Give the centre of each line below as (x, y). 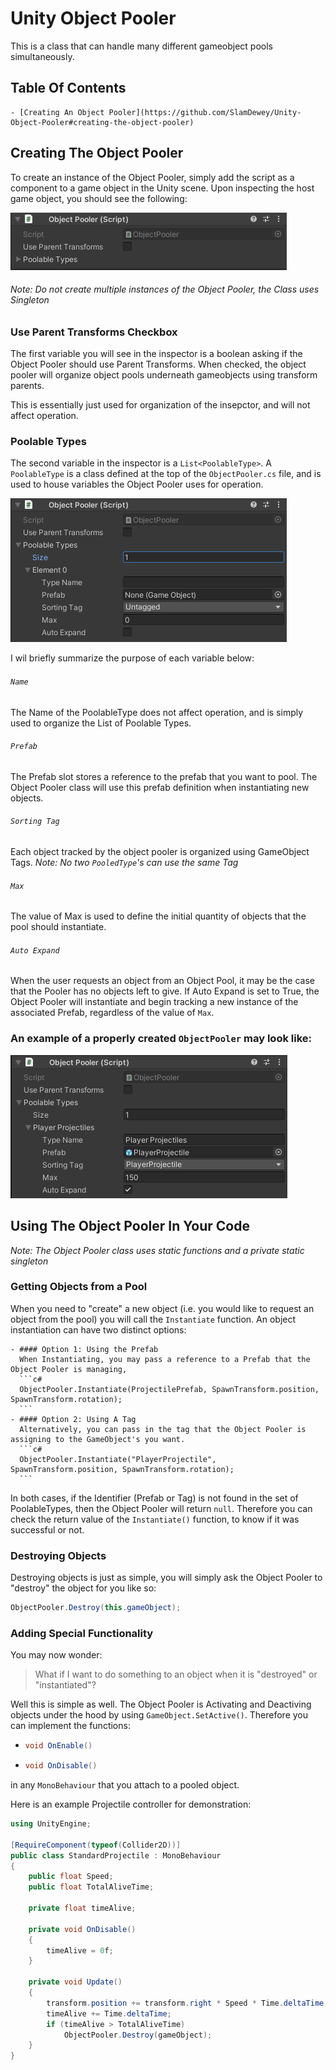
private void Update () (75, 1982)
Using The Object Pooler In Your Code (130, 1226)
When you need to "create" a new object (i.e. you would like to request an (162, 1308)
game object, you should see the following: (99, 198)
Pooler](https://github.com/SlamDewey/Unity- (205, 112)
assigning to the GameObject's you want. (98, 1439)
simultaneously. (42, 56)
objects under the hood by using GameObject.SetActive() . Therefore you (159, 1715)
